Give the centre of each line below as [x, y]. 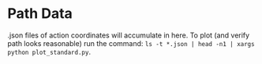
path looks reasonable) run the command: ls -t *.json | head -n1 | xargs [131, 43]
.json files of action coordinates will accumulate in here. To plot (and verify [129, 35]
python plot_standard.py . [49, 52]
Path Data [40, 14]
